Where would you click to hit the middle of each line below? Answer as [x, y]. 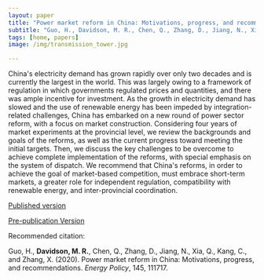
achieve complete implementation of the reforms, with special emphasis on [130, 157]
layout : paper [31, 15]
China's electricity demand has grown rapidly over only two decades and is [130, 74]
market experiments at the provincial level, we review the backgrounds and [130, 132]
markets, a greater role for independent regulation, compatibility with [119, 182]
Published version [37, 205]
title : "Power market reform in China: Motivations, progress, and [121, 23]
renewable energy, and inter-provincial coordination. [93, 191]
